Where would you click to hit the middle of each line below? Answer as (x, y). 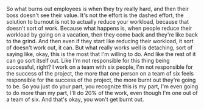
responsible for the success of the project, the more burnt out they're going (101, 80)
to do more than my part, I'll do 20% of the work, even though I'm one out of (102, 93)
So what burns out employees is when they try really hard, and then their (97, 9)
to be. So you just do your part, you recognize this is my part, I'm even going (102, 86)
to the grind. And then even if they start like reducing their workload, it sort (100, 41)
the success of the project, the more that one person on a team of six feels (100, 73)
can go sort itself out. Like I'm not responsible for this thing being (88, 61)
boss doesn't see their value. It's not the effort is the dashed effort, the (95, 15)
